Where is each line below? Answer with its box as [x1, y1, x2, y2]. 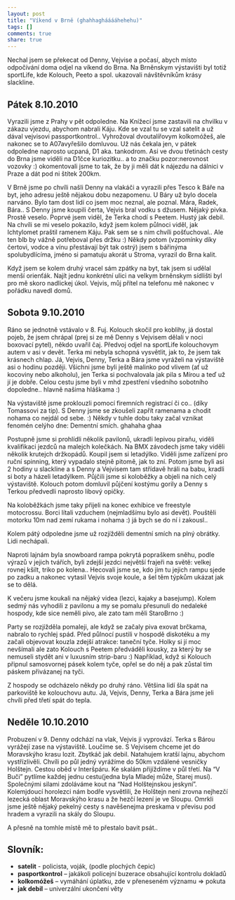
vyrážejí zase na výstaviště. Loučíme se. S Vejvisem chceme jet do [7, 742, 201, 751]
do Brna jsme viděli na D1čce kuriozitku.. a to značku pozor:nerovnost [7, 154, 209, 162]
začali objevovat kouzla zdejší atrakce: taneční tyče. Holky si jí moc [7, 637, 201, 645]
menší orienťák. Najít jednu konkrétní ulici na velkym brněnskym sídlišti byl [7, 271, 222, 280]
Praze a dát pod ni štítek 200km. [7, 169, 102, 178]
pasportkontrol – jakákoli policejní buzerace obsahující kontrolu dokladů [17, 870, 227, 878]
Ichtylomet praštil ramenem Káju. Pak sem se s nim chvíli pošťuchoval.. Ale [7, 228, 224, 236]
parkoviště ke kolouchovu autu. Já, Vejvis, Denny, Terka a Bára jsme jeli [7, 688, 214, 697]
